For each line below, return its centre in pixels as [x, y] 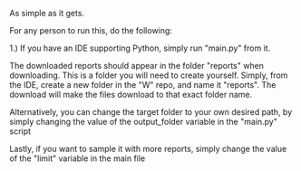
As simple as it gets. [47, 13]
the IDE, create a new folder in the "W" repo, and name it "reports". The [143, 85]
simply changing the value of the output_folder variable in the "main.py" [144, 122]
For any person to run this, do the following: [91, 30]
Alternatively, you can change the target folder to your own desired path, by [151, 112]
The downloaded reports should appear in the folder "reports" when [137, 66]
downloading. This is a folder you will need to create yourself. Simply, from [149, 75]
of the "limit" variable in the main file [78, 158]
